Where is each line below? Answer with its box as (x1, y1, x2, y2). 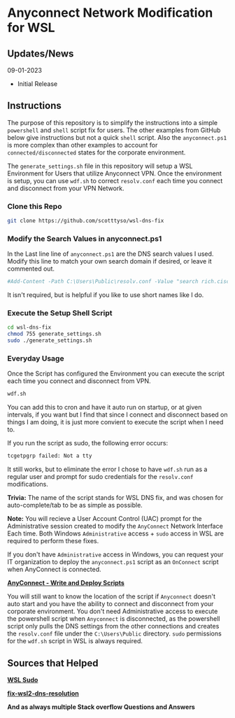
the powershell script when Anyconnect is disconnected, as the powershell (7, 615, 220, 623)
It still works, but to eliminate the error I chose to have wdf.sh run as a (7, 465, 208, 473)
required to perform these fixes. (7, 537, 99, 545)
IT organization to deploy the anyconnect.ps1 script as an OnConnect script (7, 558, 219, 566)
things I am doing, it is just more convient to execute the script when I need (7, 418, 224, 426)
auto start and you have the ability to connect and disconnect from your (7, 600, 214, 608)
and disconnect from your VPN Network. (7, 184, 124, 192)
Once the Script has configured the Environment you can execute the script (7, 369, 225, 378)
